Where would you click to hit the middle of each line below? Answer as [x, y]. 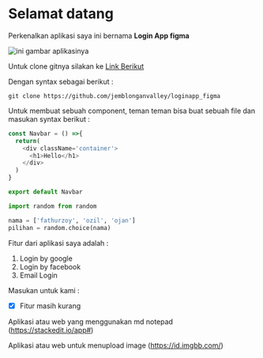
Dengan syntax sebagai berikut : [61, 81]
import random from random [53, 206]
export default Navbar [45, 192]
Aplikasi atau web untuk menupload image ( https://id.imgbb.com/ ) [116, 345]
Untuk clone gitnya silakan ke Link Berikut [76, 66]
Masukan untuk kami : [44, 290]
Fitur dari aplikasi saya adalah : [58, 243]
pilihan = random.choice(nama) [60, 228]
